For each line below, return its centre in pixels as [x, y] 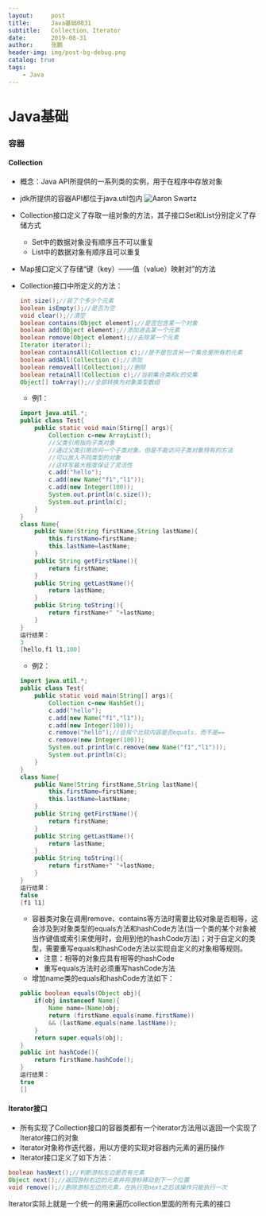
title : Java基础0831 [50, 23]
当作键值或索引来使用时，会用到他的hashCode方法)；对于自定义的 [140, 939]
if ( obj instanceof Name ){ [77, 1001]
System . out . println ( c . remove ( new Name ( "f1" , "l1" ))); [138, 748]
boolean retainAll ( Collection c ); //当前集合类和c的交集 [109, 374]
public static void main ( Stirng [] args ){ [104, 428]
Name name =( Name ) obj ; [85, 1009]
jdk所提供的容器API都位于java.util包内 [81, 198]
